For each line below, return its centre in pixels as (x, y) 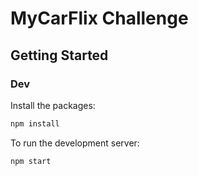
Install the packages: (53, 105)
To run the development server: (75, 143)
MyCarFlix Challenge (99, 18)
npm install (35, 123)
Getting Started (59, 55)
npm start (31, 161)
